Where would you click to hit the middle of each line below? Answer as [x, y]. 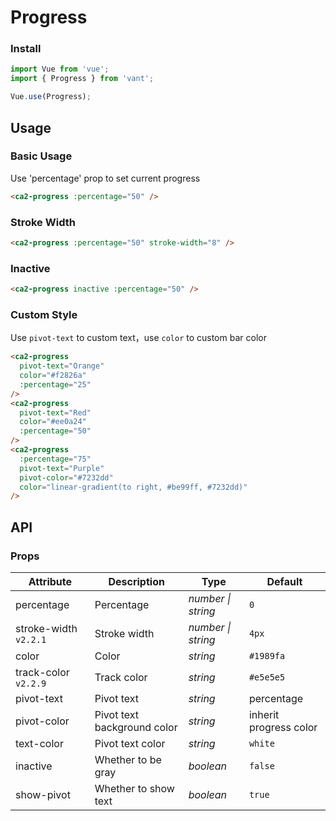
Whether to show [134, 788]
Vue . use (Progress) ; [51, 97]
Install [26, 49]
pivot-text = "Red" [55, 412]
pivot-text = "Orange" [62, 366]
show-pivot [43, 794]
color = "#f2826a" [53, 376]
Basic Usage [41, 156]
